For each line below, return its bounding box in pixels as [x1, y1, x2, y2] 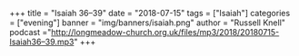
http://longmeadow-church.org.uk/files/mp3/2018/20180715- [51, 27, 280, 37]
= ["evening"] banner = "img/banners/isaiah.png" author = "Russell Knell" [9, 17, 286, 28]
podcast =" [9, 27, 52, 37]
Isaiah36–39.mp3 [9, 36, 75, 47]
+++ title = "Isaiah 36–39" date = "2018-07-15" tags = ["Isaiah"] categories [9, 8, 291, 18]
